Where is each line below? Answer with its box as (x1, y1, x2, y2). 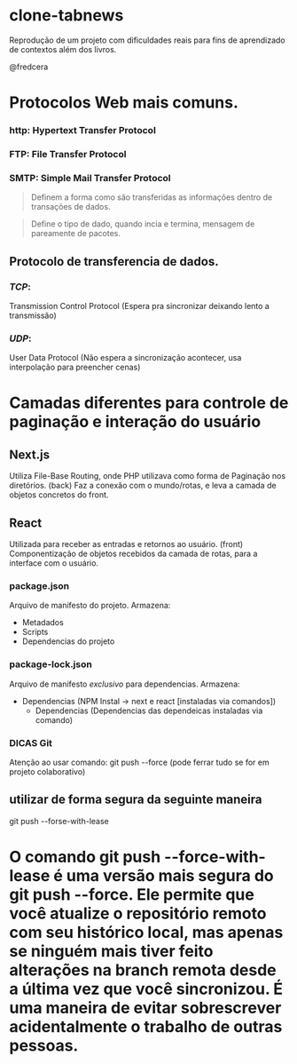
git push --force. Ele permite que (9, 885, 254, 904)
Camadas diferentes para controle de (9, 393, 289, 413)
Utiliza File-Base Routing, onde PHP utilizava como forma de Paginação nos (9, 471, 286, 481)
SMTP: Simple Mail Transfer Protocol (9, 171, 171, 184)
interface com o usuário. (9, 558, 99, 568)
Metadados (21, 617, 64, 628)
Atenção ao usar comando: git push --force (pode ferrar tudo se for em (9, 757, 270, 767)
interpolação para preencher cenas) (9, 361, 141, 373)
